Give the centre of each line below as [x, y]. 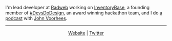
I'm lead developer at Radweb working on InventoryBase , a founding [78, 7]
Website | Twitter [86, 33]
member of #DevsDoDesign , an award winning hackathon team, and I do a [84, 13]
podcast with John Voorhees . [36, 18]
